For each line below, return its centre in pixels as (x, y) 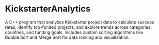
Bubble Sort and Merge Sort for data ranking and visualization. (67, 37)
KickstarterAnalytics (48, 9)
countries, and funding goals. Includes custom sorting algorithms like (74, 32)
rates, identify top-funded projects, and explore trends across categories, (79, 27)
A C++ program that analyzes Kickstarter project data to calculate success (79, 22)
